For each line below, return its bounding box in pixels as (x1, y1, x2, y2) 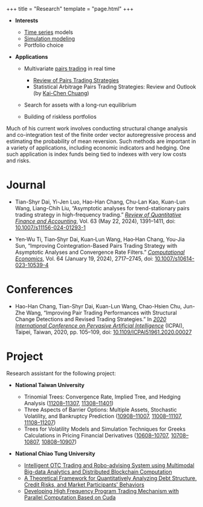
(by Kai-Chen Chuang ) (33, 90, 89, 96)
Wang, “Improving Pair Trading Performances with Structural (26, 309, 177, 316)
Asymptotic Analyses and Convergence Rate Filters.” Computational (14, 248, 185, 256)
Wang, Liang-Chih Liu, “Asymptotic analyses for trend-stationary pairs (14, 204, 190, 211)
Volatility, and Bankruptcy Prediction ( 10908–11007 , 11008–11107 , (24, 412, 182, 420)
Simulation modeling (24, 35, 76, 42)
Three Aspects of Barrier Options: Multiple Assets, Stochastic (24, 406, 177, 413)
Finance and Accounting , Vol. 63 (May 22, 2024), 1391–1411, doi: (14, 217, 176, 225)
